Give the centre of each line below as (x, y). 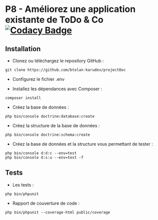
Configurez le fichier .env (38, 79)
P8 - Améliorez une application (71, 9)
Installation (23, 49)
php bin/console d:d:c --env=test (41, 153)
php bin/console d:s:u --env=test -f (44, 158)
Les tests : (23, 185)
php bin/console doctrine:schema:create (48, 135)
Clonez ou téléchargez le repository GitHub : (58, 61)
